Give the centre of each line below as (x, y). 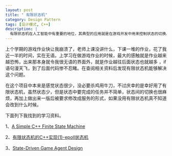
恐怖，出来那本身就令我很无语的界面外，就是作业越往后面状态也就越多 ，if (88, 62)
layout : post (19, 10)
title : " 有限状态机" (26, 15)
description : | (21, 29)
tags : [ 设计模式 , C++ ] (28, 24)
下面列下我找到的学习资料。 (35, 115)
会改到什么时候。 (23, 105)
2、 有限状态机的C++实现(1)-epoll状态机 (47, 137)
